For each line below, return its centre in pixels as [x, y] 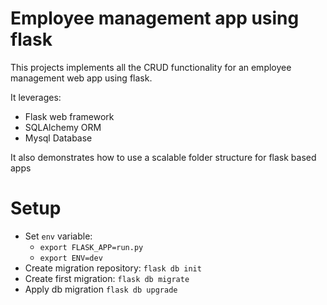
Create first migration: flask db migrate [107, 278]
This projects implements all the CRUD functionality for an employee [151, 67]
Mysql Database [58, 138]
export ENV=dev [71, 258]
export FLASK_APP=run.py [91, 247]
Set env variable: [58, 236]
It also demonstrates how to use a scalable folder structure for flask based [163, 157]
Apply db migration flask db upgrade [101, 289]
